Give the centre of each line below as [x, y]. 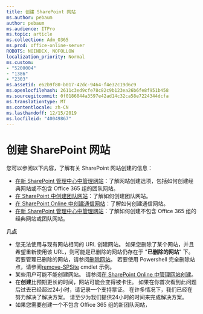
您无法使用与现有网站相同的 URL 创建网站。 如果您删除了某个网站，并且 [105, 245]
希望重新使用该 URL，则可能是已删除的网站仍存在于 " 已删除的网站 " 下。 [105, 252]
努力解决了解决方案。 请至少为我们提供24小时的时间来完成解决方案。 [101, 297]
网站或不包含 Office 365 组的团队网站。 [69, 188]
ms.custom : [20, 62]
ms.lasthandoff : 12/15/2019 [42, 113]
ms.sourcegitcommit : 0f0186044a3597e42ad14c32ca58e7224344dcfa [88, 96]
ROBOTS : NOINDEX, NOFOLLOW [40, 51]
